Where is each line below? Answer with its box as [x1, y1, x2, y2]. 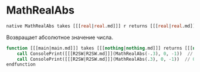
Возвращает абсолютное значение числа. [6, 34, 114, 41]
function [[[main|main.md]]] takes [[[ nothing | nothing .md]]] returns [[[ [6, 45, 193, 51]
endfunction [6, 61, 36, 68]
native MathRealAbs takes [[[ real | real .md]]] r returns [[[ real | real [6, 23, 183, 29]
